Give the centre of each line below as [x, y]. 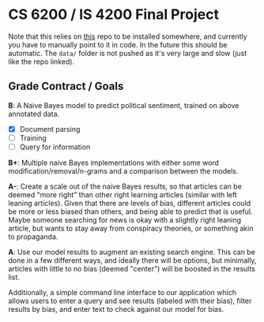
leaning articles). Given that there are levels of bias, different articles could [130, 203]
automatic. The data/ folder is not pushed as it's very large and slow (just [128, 53]
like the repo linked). [41, 62]
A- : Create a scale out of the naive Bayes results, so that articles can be [125, 186]
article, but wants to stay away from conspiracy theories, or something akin [131, 228]
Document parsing [50, 129]
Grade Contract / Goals [66, 86]
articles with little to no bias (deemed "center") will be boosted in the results [132, 268]
